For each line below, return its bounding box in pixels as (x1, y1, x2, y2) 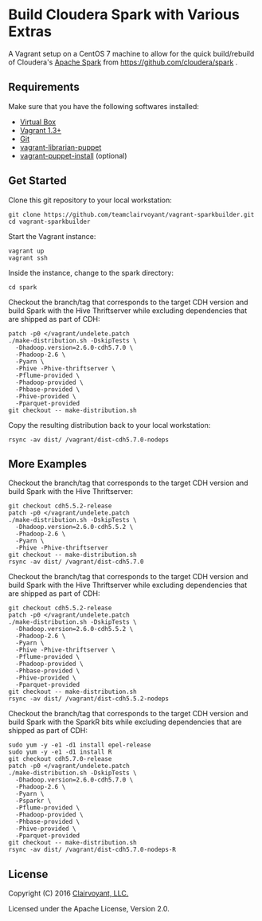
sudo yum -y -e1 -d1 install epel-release (8, 741, 151, 750)
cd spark (8, 283, 37, 292)
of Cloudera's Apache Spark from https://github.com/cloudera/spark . (8, 57, 238, 67)
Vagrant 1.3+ (19, 125, 62, 135)
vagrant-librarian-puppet (19, 142, 102, 152)
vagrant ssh (8, 253, 48, 262)
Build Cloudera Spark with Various (8, 6, 240, 24)
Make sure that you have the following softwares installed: (8, 101, 199, 111)
